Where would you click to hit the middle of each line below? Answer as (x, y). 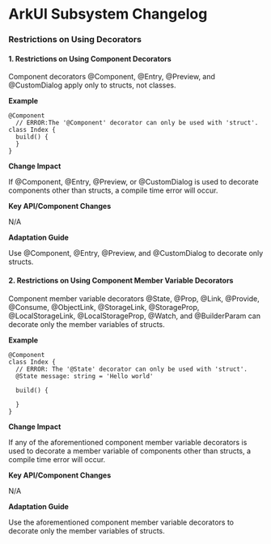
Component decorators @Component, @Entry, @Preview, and (112, 77)
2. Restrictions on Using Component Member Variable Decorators (121, 280)
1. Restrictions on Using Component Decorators (90, 58)
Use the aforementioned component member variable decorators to (121, 522)
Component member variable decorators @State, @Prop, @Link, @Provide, (134, 298)
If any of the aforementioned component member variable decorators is (128, 442)
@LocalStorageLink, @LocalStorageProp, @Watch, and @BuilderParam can (135, 316)
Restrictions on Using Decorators (75, 40)
